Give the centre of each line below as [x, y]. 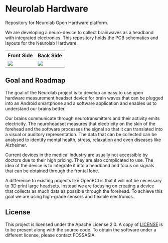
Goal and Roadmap [35, 81]
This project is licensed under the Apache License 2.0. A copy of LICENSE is [84, 224]
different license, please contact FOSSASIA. [51, 235]
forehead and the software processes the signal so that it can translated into [84, 129]
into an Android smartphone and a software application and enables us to [81, 103]
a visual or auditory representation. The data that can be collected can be [81, 134]
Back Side [50, 55]
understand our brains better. [36, 108]
